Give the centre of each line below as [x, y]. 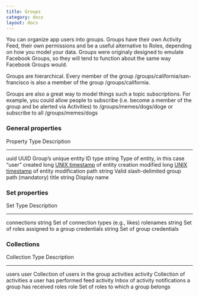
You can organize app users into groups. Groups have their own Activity [94, 40]
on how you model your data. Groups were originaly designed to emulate [95, 52]
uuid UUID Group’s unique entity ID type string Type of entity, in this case [95, 158]
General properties [34, 128]
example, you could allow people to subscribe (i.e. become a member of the [99, 100]
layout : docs [22, 23]
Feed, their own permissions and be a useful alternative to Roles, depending [99, 46]
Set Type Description [32, 205]
